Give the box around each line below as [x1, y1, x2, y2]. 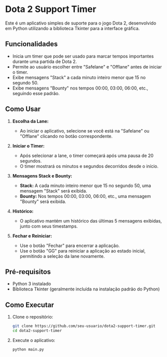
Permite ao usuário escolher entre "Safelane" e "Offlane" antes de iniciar [12, 63, 162, 69]
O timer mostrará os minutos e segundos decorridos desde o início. [19, 163, 159, 169]
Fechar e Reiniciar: [12, 232, 52, 238]
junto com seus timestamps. [19, 223, 78, 229]
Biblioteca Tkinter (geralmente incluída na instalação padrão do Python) [12, 286, 160, 292]
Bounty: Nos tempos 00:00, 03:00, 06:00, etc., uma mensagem [19, 193, 151, 199]
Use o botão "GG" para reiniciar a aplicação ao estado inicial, [19, 247, 146, 253]
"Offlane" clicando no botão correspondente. [19, 133, 113, 139]
